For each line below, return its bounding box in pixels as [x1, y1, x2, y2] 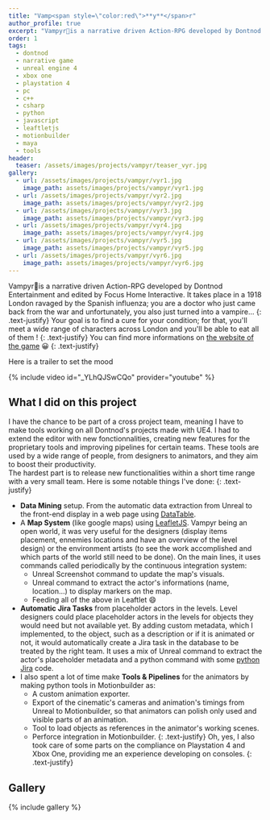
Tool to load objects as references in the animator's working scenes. [31, 723, 260, 733]
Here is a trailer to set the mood [8, 356, 114, 367]
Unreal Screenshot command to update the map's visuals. [31, 569, 225, 579]
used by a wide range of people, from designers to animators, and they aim [8, 451, 259, 461]
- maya [15, 139, 38, 147]
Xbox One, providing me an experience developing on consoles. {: [31, 749, 252, 759]
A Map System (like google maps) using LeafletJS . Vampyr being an [19, 518, 247, 528]
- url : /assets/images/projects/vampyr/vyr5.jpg [15, 237, 182, 245]
